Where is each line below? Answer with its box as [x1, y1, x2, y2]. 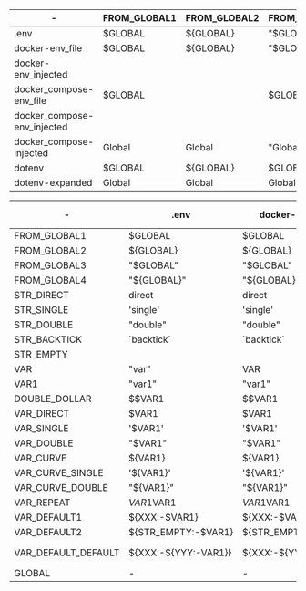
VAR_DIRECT [14, 408, 70, 420]
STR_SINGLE [14, 304, 69, 316]
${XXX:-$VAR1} [128, 511, 199, 524]
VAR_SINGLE [14, 422, 69, 434]
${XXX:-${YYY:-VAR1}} [128, 546, 232, 559]
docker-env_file [14, 42, 83, 54]
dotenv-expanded [14, 177, 93, 189]
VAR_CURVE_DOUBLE [14, 482, 108, 493]
